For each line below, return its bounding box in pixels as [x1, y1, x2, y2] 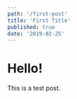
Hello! [7, 61, 43, 76]
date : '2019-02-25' [7, 30, 65, 37]
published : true [7, 23, 55, 30]
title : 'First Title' [7, 17, 71, 24]
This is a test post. [7, 84, 61, 93]
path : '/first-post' [7, 10, 69, 18]
